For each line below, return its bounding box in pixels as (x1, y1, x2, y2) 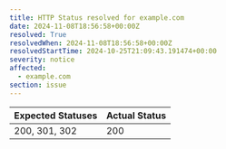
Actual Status (105, 109, 166, 122)
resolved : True (9, 30, 67, 39)
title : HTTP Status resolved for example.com (9, 13, 184, 23)
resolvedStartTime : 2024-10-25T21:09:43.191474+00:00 (9, 47, 218, 56)
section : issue (9, 80, 67, 89)
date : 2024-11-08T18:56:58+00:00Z (9, 22, 141, 31)
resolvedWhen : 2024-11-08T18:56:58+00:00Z (9, 38, 172, 48)
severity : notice (9, 55, 75, 64)
